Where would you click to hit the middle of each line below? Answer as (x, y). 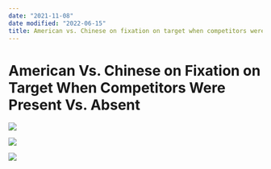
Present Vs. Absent (75, 105)
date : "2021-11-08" (41, 16)
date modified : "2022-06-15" (57, 23)
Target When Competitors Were (117, 87)
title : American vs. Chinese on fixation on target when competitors (128, 31)
